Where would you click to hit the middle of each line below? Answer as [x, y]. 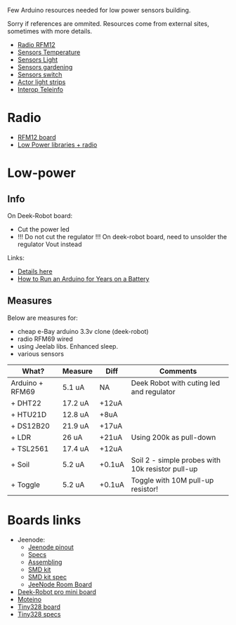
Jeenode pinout [51, 547]
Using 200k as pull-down [173, 437]
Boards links [44, 520]
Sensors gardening [45, 67]
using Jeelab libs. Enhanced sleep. [67, 346]
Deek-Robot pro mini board [57, 591]
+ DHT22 [26, 403]
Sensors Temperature [49, 52]
